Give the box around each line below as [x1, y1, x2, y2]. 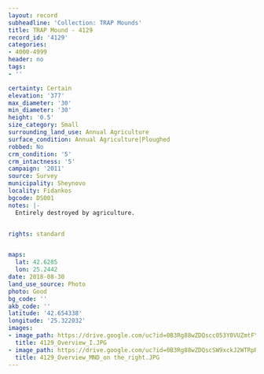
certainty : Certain [8, 84, 72, 92]
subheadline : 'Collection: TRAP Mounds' [8, 19, 143, 27]
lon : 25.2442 [15, 265, 58, 274]
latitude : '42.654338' [8, 309, 82, 317]
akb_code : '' [8, 302, 51, 310]
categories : [8, 41, 47, 49]
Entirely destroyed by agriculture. [15, 209, 135, 217]
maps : [8, 251, 26, 259]
